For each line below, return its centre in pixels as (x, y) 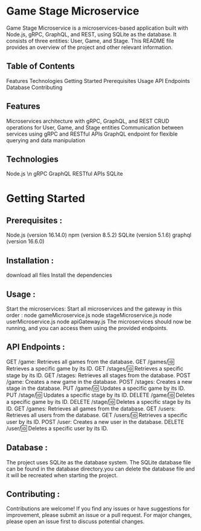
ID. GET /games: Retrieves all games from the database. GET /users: (91, 408)
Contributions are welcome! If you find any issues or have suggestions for (98, 509)
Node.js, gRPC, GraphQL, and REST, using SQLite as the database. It (91, 34)
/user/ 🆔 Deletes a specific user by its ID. (57, 428)
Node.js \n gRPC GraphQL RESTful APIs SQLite (65, 174)
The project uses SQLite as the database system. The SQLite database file (99, 462)
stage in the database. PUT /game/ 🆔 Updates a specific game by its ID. (96, 388)
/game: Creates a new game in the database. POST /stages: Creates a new (99, 381)
